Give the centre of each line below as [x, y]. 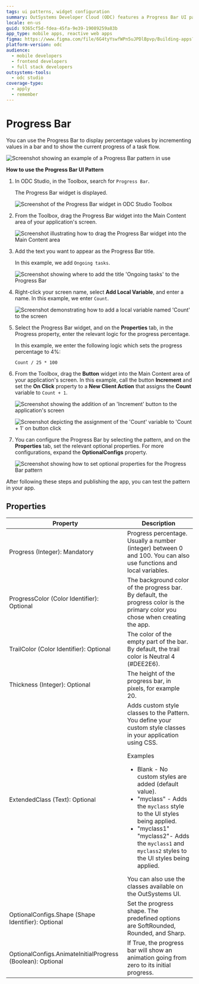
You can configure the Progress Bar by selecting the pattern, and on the [102, 439]
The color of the [149, 634]
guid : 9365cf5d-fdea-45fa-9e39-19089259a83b [62, 28]
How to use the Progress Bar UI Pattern [55, 169]
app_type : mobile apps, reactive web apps [59, 34]
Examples [141, 756]
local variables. [148, 570]
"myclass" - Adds [162, 799]
